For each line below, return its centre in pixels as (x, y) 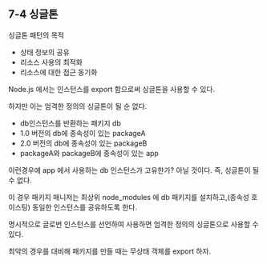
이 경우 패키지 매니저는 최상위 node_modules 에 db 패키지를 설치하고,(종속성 (129, 197)
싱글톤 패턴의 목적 (36, 35)
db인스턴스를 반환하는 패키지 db (71, 123)
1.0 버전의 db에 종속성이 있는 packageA (83, 133)
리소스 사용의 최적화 (51, 62)
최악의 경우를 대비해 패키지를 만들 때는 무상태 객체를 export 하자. (109, 251)
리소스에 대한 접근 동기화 (59, 72)
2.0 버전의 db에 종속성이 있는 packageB (83, 143)
